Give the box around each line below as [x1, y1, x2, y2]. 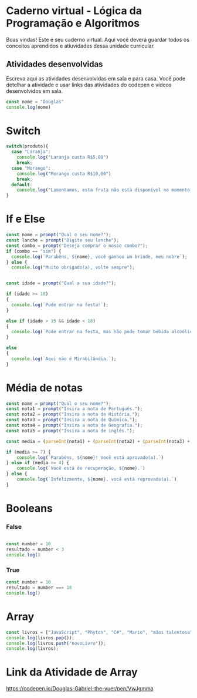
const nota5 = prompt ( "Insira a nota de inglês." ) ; [6, 428, 135, 434]
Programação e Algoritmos [6, 16, 140, 30]
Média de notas [6, 381, 83, 394]
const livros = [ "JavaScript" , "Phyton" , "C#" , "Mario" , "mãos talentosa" [6, 629, 193, 635]
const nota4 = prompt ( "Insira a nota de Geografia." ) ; [6, 422, 143, 428]
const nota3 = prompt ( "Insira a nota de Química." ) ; [6, 417, 138, 423]
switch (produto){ [6, 143, 49, 149]
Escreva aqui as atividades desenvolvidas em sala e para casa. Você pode [6, 75, 186, 82]
